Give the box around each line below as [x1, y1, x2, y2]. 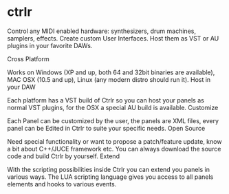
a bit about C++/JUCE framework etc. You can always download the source [7, 144, 221, 153]
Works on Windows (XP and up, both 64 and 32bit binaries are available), [7, 68, 215, 76]
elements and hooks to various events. [7, 180, 117, 188]
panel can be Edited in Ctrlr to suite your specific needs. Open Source [7, 124, 206, 132]
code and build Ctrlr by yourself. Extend [7, 152, 120, 160]
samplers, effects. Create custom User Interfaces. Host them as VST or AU [7, 34, 219, 42]
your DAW [7, 83, 36, 91]
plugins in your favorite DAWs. [7, 41, 93, 50]
